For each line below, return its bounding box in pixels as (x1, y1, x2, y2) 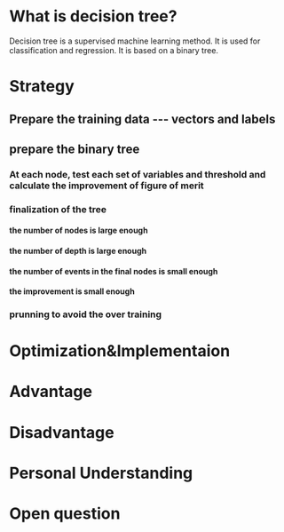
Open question (9, 504, 121, 523)
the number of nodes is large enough (9, 225, 148, 236)
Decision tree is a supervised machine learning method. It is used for (9, 36, 261, 46)
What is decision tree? (9, 6, 177, 27)
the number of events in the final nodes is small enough (9, 266, 218, 276)
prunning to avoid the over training (9, 308, 162, 321)
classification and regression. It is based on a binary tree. (9, 44, 219, 55)
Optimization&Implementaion (9, 341, 231, 361)
